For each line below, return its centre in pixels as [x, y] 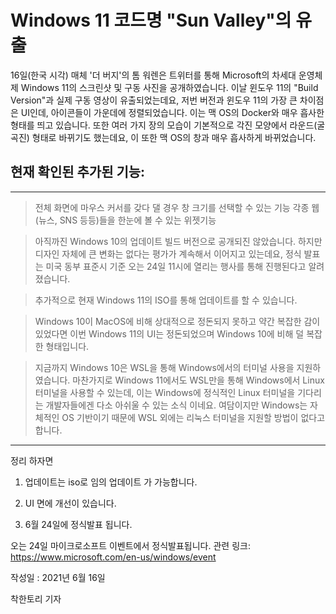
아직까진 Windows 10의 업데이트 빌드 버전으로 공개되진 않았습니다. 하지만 [178, 241]
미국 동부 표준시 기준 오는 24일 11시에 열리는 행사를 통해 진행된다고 [176, 266]
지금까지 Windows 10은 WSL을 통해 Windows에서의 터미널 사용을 [164, 367]
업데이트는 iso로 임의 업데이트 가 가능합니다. [111, 482]
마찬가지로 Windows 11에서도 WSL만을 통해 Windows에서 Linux [198, 380]
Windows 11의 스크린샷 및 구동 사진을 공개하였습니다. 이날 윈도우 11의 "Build [169, 87]
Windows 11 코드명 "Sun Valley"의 [151, 20]
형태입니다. [67, 346]
